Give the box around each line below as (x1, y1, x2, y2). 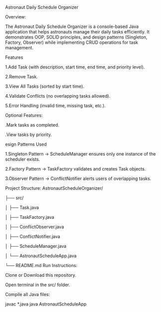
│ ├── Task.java (5, 204, 39, 210)
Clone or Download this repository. (5, 272, 77, 278)
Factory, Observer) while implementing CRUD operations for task (5, 39, 138, 45)
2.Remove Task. (5, 74, 38, 79)
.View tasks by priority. (5, 132, 52, 138)
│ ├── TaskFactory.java (5, 214, 55, 220)
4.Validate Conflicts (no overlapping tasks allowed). (5, 93, 111, 99)
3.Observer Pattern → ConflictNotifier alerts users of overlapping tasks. (5, 175, 152, 181)
